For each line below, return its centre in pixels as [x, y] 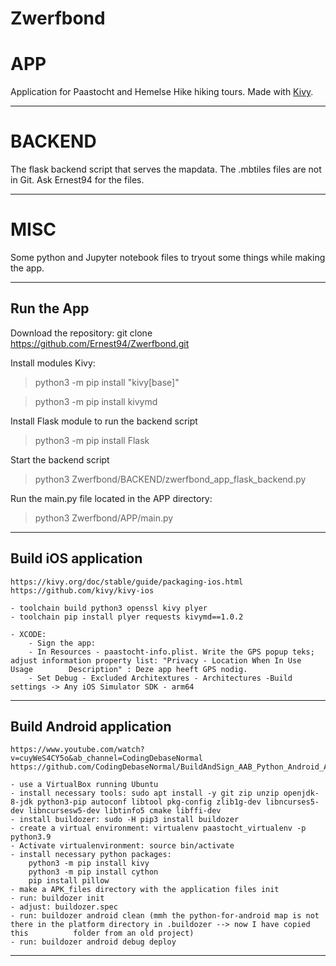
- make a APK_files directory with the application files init [145, 890]
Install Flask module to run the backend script [104, 421]
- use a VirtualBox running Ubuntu [84, 785]
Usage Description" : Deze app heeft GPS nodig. [129, 669]
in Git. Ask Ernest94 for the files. [77, 180]
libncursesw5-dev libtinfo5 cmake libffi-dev [125, 811]
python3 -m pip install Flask [92, 440]
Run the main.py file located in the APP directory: [111, 498]
